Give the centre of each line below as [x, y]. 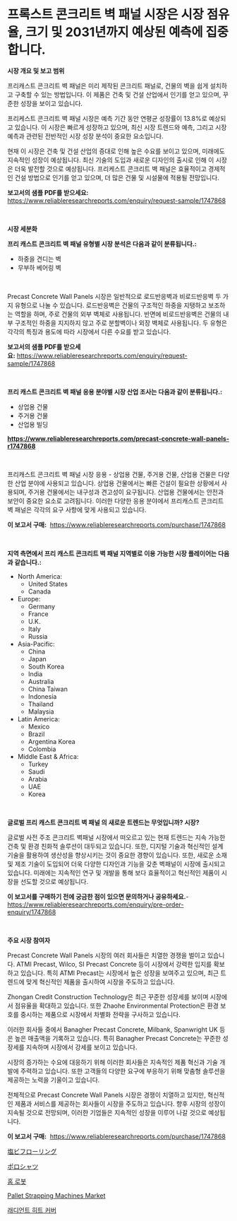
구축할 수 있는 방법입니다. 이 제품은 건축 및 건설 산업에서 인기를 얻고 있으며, [118, 94]
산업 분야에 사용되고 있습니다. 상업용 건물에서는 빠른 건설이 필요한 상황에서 [117, 483]
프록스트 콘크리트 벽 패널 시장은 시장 [106, 14]
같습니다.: [28, 562]
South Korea [46, 666]
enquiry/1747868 [32, 912]
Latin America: [38, 719]
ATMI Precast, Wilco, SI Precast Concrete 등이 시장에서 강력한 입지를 [114, 964]
